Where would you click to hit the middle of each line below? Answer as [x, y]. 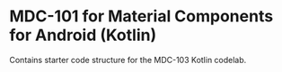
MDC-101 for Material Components [141, 16]
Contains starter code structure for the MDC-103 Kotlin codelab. [128, 60]
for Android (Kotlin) [83, 35]
